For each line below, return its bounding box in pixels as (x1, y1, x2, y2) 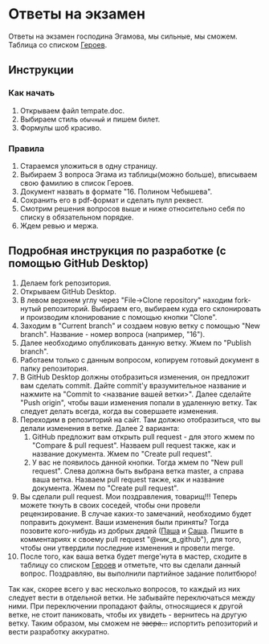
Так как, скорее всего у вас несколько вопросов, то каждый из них (8, 584, 241, 593)
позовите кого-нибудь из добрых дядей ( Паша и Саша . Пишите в (19, 526, 243, 535)
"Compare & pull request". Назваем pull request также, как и (31, 440, 236, 450)
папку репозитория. (19, 363, 89, 373)
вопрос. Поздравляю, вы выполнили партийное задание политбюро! (19, 568, 257, 578)
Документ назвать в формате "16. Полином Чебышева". (19, 187, 213, 196)
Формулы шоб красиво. (19, 122, 102, 133)
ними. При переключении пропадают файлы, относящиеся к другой (8, 601, 243, 611)
